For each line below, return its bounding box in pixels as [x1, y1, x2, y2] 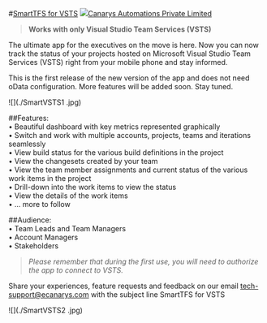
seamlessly [8, 139, 46, 149]
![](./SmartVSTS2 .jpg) [8, 305, 84, 315]
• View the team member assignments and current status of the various [8, 165, 248, 174]
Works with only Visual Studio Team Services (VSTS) [28, 24, 212, 34]
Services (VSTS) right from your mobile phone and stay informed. [8, 58, 228, 67]
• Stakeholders [8, 241, 59, 251]
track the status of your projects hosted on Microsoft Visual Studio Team [8, 49, 252, 58]
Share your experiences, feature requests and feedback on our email [8, 281, 239, 291]
